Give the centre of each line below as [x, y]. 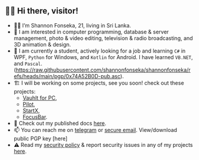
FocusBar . [35, 116]
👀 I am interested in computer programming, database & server [91, 32]
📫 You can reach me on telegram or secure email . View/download [95, 130]
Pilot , [29, 104]
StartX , [31, 110]
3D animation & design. [42, 44]
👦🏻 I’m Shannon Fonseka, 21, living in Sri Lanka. [72, 25]
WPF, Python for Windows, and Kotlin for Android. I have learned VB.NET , [103, 57]
